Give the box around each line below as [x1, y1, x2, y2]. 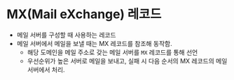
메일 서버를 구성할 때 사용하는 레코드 [16, 31, 116, 39]
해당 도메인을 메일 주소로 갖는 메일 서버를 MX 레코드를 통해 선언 [27, 48, 198, 56]
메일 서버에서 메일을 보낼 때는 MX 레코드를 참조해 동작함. [16, 39, 172, 47]
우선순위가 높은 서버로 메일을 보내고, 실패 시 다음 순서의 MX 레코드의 [27, 56, 214, 65]
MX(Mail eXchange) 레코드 [6, 6, 162, 22]
